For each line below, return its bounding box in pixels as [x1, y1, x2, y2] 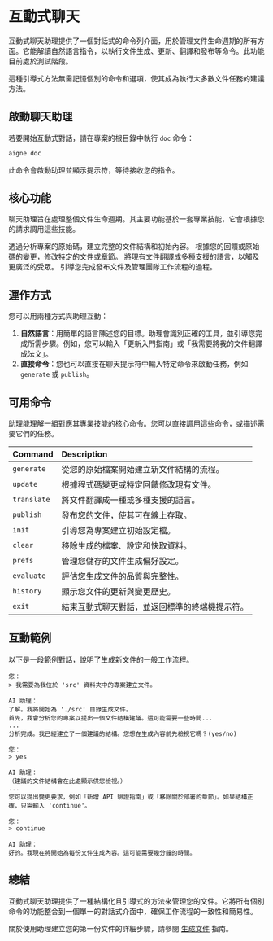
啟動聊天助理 [8, 110, 73, 124]
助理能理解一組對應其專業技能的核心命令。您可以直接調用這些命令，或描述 [8, 418, 258, 428]
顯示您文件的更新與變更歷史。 [61, 586, 176, 597]
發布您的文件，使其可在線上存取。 [61, 510, 193, 521]
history [12, 587, 42, 596]
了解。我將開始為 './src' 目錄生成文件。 [8, 705, 132, 713]
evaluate [12, 571, 46, 580]
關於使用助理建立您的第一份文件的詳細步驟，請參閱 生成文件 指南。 [8, 923, 233, 933]
